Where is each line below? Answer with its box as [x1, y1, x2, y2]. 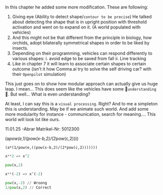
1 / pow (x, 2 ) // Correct [5, 185, 52, 190]
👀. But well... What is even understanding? [5, 91, 91, 97]
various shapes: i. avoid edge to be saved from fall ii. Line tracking [12, 56, 146, 61]
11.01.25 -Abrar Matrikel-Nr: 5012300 [5, 126, 80, 132]
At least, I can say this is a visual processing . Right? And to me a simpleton [5, 101, 158, 106]
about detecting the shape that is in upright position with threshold [12, 19, 147, 25]
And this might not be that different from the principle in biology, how [12, 34, 152, 40]
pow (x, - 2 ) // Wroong [5, 180, 48, 185]
